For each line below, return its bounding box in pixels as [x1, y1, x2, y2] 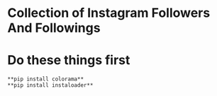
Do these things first [7, 52, 130, 68]
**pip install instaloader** [7, 82, 94, 89]
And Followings [7, 20, 101, 36]
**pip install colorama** [7, 76, 84, 83]
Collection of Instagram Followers [7, 5, 211, 21]
